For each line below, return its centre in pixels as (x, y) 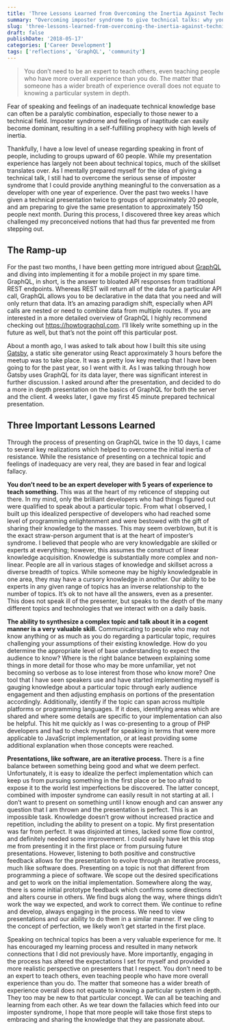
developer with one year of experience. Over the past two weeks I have (108, 192)
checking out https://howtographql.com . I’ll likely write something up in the (113, 325)
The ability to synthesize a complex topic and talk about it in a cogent (107, 622)
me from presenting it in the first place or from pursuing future (95, 846)
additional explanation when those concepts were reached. (91, 745)
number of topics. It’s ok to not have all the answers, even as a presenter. (110, 593)
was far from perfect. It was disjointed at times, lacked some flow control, (111, 831)
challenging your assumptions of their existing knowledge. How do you (107, 643)
